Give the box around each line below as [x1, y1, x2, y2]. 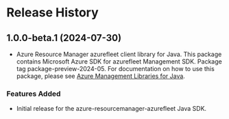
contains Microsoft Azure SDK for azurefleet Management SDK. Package [16, 57, 222, 66]
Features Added [6, 89, 61, 98]
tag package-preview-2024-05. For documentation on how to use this [16, 65, 215, 72]
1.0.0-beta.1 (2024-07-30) [6, 32, 121, 44]
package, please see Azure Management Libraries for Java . [16, 72, 186, 80]
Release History [6, 5, 99, 21]
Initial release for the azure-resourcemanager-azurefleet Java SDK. [16, 105, 207, 113]
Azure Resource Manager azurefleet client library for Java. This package [16, 50, 222, 58]
